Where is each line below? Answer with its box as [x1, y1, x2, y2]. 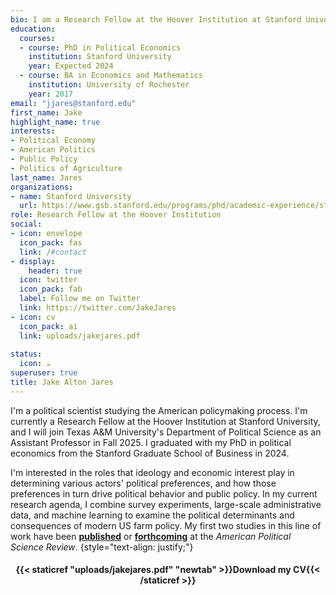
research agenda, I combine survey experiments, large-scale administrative [10, 498, 322, 510]
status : [10, 349, 43, 360]
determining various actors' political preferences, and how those [10, 477, 277, 489]
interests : [10, 126, 56, 136]
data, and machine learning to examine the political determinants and [10, 509, 295, 521]
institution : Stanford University [28, 52, 172, 62]
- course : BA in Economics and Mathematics [19, 71, 203, 81]
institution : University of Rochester [28, 80, 190, 90]
